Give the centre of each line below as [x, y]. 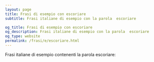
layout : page [18, 9]
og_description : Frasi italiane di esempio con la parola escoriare [77, 32]
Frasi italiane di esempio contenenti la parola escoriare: [60, 54]
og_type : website [23, 36]
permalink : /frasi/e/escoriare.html [42, 41]
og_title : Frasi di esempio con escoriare [49, 27]
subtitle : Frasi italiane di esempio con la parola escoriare [71, 18]
